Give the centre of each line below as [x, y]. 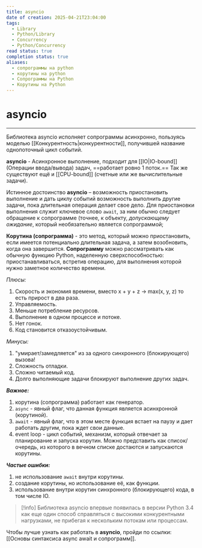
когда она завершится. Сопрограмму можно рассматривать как [90, 248]
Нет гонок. [29, 323]
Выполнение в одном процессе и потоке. [68, 317]
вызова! [25, 359]
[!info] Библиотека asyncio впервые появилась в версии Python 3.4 [107, 508]
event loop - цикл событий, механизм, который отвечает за [91, 434]
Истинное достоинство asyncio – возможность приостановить [87, 192]
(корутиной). [31, 415]
